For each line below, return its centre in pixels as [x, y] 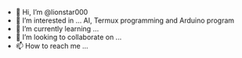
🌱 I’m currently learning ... [57, 29]
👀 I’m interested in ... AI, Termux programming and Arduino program [125, 20]
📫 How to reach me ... [52, 46]
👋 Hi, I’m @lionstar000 [52, 12]
